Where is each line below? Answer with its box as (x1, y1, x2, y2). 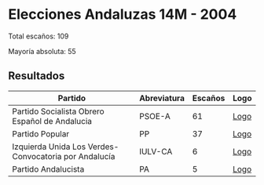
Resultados (8, 69, 65, 83)
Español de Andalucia (12, 115, 93, 126)
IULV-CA (138, 146, 173, 157)
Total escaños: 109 (8, 31, 69, 41)
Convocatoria (12, 151, 62, 161)
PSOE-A (138, 111, 171, 122)
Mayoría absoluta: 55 (8, 46, 76, 56)
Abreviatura (138, 92, 185, 103)
